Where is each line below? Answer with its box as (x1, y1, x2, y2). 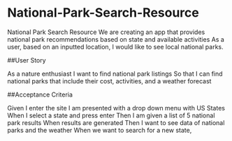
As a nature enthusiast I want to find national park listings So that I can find (7, 69, 223, 78)
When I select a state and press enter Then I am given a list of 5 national (7, 111, 215, 119)
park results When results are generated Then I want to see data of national (7, 118, 225, 126)
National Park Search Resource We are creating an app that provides (7, 28, 205, 36)
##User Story (7, 56, 47, 64)
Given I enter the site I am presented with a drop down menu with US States (7, 103, 226, 112)
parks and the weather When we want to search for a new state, (7, 126, 192, 134)
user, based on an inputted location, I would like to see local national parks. (7, 42, 224, 51)
